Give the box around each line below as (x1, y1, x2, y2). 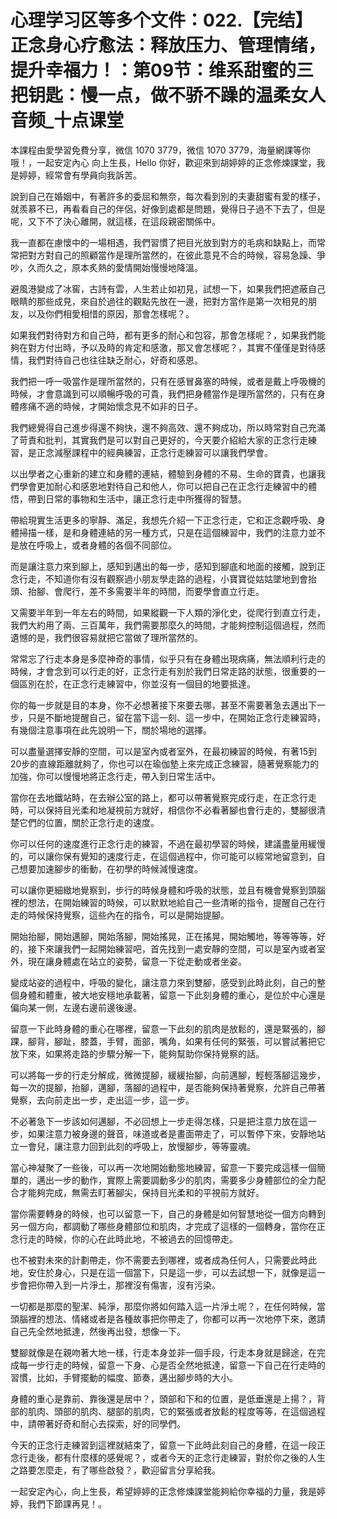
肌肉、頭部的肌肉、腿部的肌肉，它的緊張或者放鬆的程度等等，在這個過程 (27, 1405, 326, 1417)
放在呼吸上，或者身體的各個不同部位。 (18, 539, 177, 551)
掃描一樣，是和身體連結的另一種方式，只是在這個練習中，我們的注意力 (18, 526, 308, 538)
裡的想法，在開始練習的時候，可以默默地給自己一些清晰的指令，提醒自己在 (10, 896, 317, 908)
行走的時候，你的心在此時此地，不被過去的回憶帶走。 (18, 1232, 238, 1245)
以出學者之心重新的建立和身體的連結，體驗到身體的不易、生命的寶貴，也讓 (10, 467, 317, 480)
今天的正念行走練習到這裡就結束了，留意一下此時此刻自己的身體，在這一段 (10, 1439, 317, 1451)
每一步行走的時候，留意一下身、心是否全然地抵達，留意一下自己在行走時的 (18, 1359, 326, 1371)
